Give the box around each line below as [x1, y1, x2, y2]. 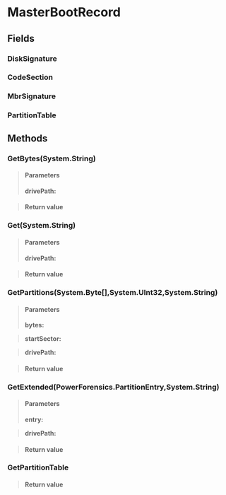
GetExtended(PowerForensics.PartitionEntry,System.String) [7, 382, 220, 392]
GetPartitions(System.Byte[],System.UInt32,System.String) [7, 288, 218, 298]
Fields [7, 33, 35, 45]
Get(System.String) [7, 221, 76, 231]
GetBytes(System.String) [7, 153, 97, 163]
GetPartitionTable [7, 462, 69, 472]
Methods [7, 132, 48, 144]
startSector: [24, 334, 61, 343]
